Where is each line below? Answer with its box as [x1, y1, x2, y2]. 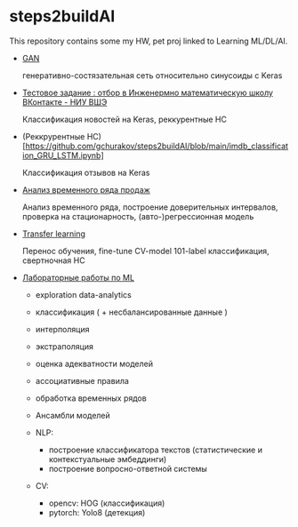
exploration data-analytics [35, 289, 132, 299]
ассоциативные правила [35, 375, 129, 386]
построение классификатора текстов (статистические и [48, 444, 262, 455]
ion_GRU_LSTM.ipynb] [21, 149, 104, 161]
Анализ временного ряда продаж [21, 184, 151, 195]
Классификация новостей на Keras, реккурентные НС [21, 114, 227, 124]
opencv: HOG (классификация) [48, 498, 165, 508]
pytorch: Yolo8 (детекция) [48, 507, 146, 517]
